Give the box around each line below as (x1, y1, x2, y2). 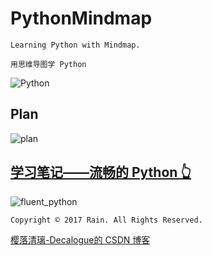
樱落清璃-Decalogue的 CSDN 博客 (10, 233, 151, 246)
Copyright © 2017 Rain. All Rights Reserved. (10, 215, 203, 225)
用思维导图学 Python (10, 59, 87, 69)
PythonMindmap (10, 7, 153, 30)
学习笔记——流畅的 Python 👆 (10, 164, 192, 181)
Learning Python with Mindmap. (10, 40, 141, 50)
